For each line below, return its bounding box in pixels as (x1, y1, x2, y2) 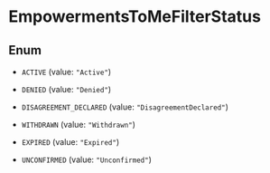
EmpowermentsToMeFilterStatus (8, 6, 261, 27)
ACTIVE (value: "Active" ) (21, 66, 112, 77)
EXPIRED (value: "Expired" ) (21, 137, 119, 147)
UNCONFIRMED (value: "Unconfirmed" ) (21, 154, 153, 165)
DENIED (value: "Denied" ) (21, 84, 112, 94)
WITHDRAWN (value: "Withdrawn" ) (21, 120, 136, 130)
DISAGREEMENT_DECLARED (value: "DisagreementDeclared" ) (21, 101, 229, 112)
